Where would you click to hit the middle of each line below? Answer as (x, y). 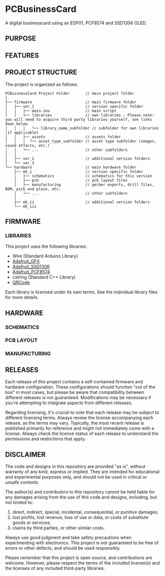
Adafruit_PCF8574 (31, 272)
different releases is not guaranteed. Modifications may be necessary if (78, 398)
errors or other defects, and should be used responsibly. (63, 548)
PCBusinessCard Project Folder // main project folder (70, 93)
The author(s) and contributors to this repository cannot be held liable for (80, 492)
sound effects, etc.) (28, 145)
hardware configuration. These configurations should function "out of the (80, 387)
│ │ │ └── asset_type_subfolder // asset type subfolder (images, (81, 141)
